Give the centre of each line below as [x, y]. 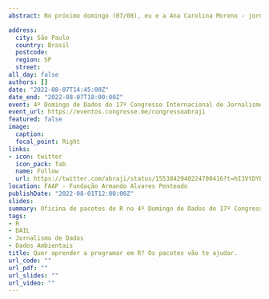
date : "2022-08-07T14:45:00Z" [59, 90]
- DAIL [19, 231]
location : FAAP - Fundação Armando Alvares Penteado [98, 186]
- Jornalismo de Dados [46, 238]
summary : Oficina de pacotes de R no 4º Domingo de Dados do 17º [119, 209]
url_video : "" [32, 283]
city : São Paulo [42, 38]
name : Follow [37, 171]
